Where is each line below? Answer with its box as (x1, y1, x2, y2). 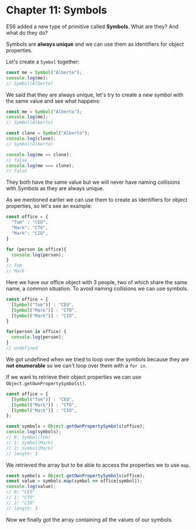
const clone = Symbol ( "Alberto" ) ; (6, 130, 91, 136)
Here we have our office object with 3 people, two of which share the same (6, 279, 188, 286)
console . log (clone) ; (6, 136, 57, 141)
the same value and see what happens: (6, 97, 101, 105)
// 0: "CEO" (6, 489, 35, 495)
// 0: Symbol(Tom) (6, 434, 51, 440)
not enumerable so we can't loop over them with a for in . (6, 362, 147, 369)
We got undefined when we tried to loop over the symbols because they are (6, 356, 189, 363)
